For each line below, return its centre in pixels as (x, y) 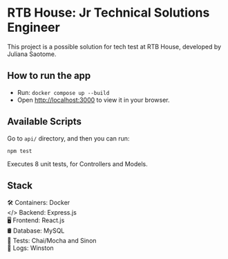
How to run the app (49, 76)
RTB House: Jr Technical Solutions (108, 13)
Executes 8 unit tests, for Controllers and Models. (78, 163)
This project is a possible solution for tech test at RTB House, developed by (114, 46)
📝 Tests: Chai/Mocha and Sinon (52, 241)
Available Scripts (44, 122)
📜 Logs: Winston (30, 248)
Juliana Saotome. (32, 54)
